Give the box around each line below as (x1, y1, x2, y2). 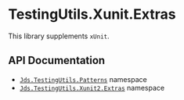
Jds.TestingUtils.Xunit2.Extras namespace (19, 83, 165, 92)
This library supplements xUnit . (8, 31, 110, 41)
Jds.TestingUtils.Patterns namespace (19, 74, 147, 84)
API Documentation (8, 54, 106, 67)
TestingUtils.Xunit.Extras (8, 5, 176, 23)
